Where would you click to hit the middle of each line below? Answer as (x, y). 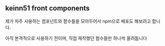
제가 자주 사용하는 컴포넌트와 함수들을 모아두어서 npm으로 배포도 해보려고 (78, 21)
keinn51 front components (48, 8)
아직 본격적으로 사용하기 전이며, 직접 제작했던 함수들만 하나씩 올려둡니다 (76, 38)
